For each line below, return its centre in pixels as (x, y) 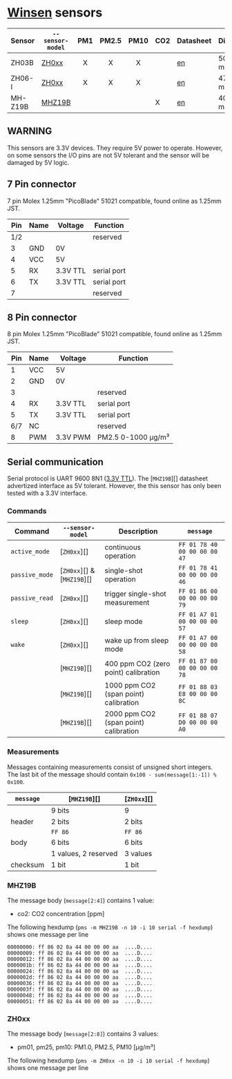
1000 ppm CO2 (130, 686)
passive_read (32, 598)
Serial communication (55, 461)
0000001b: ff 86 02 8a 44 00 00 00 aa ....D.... (80, 965)
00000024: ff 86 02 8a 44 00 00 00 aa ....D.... (80, 971)
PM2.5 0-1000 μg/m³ (133, 438)
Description (138, 532)
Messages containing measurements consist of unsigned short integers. (110, 767)
